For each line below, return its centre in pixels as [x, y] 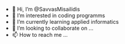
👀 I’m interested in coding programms [58, 15]
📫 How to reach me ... [40, 35]
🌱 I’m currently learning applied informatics [65, 22]
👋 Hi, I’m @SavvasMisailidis [46, 9]
